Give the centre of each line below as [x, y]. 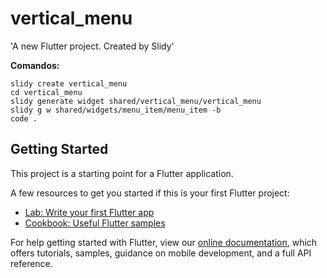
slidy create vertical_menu [69, 83]
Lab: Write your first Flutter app [89, 212]
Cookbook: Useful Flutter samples [95, 223]
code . [24, 118]
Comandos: [35, 65]
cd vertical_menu [46, 92]
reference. [31, 263]
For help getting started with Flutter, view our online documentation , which [164, 242]
